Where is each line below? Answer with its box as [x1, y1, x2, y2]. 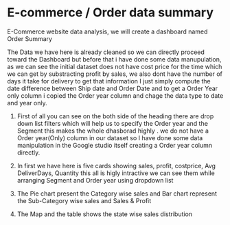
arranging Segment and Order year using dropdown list [16, 176, 174, 184]
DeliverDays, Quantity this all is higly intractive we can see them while [16, 169, 215, 177]
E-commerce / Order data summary [7, 5, 214, 21]
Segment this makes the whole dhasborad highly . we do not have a [16, 127, 209, 135]
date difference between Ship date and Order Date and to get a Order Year [7, 84, 218, 92]
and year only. [7, 98, 48, 107]
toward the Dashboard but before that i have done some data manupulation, [7, 55, 222, 63]
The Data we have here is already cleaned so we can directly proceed [7, 48, 205, 56]
